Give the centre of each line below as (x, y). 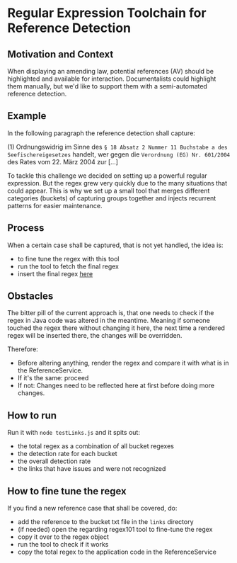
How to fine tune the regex (67, 491)
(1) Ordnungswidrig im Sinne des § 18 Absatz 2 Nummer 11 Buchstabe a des (117, 147)
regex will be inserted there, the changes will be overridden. (95, 336)
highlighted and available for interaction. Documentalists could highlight (112, 79)
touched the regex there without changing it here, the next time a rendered (116, 328)
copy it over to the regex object (63, 537)
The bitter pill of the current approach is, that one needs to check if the (111, 313)
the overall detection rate (54, 461)
